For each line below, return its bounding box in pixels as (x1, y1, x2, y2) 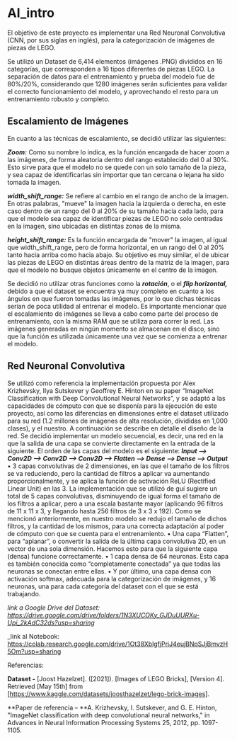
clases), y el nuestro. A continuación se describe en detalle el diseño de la (7, 423, 224, 433)
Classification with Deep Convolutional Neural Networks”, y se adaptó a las (7, 394, 226, 402)
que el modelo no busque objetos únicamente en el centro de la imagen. (7, 266, 218, 274)
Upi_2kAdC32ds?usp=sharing (7, 618, 96, 627)
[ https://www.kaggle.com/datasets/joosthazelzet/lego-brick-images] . (7, 689, 210, 698)
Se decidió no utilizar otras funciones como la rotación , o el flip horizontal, (7, 279, 228, 288)
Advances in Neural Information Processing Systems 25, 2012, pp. (7, 718, 200, 727)
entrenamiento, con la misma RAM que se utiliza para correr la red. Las (7, 317, 214, 325)
